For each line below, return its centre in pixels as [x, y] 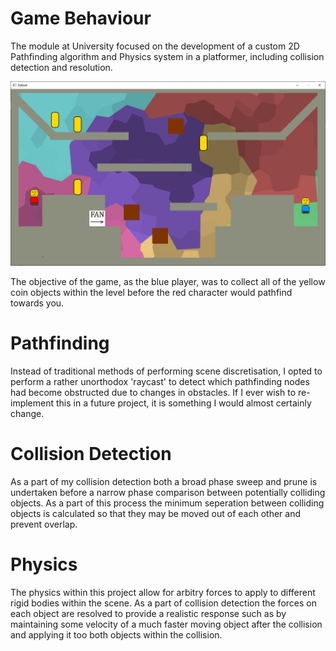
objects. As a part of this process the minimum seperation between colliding [167, 503]
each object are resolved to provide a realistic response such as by [148, 614]
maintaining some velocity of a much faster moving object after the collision [166, 624]
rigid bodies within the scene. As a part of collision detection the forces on [163, 603]
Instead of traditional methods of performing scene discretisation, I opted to [166, 371]
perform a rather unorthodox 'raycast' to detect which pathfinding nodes [160, 382]
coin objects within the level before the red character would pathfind [151, 293]
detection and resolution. [61, 67]
